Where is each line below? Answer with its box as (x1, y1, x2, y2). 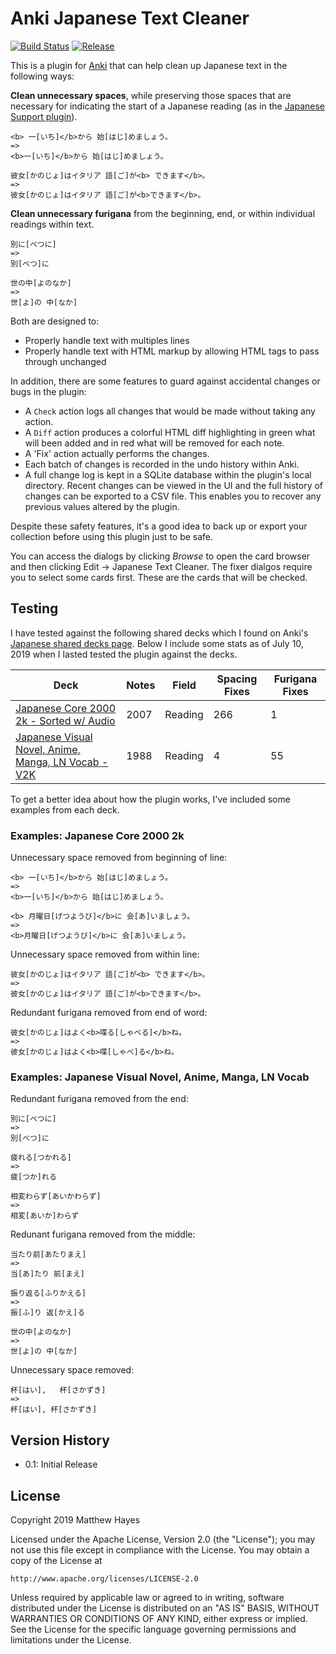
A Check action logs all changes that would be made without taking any (24, 405, 316, 417)
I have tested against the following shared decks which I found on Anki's (10, 627, 309, 639)
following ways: (10, 70, 75, 82)
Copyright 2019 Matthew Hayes (10, 1513, 141, 1526)
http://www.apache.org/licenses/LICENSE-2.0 (10, 1573, 199, 1584)
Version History (10, 1432, 110, 1449)
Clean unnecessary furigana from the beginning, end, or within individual (10, 207, 316, 219)
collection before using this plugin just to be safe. (10, 530, 214, 542)
